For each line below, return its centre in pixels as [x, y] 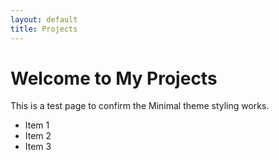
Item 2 [38, 136]
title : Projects [44, 29]
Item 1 [37, 125]
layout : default [44, 19]
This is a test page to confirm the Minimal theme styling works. [140, 106]
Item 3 [38, 147]
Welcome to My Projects [114, 78]
